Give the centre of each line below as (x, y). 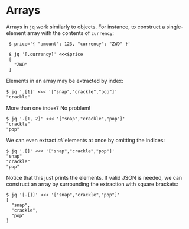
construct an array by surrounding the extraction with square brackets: (92, 184)
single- (175, 27)
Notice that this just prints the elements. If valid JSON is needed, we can (94, 177)
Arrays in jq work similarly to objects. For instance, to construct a (86, 27)
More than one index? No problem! (48, 108)
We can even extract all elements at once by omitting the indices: (86, 140)
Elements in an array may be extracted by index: (65, 81)
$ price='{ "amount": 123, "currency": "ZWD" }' (70, 44)
